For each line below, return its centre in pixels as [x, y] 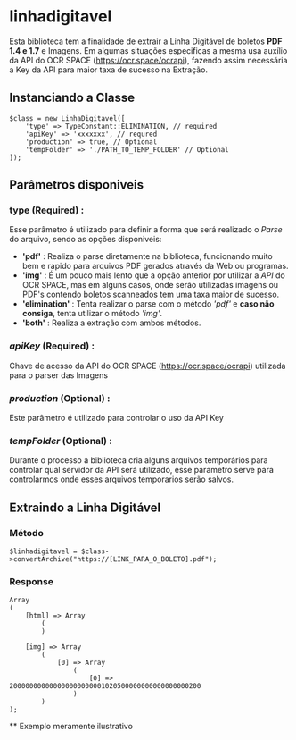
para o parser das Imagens [59, 375]
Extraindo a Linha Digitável [85, 507]
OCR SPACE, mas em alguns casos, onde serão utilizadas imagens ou [150, 285]
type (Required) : [47, 210]
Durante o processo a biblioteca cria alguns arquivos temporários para [139, 460]
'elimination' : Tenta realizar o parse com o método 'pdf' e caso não [148, 304]
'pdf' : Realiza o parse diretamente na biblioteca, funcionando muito [148, 256]
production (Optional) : [60, 398]
